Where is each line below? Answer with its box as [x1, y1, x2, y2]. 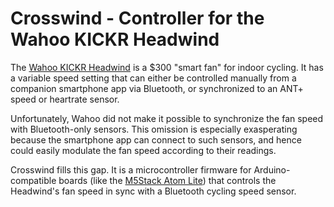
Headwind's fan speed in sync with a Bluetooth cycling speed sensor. [10, 185, 297, 197]
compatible [10, 174, 57, 186]
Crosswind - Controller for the [10, 7, 265, 30]
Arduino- [253, 163, 291, 176]
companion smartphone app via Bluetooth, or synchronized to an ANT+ [10, 82, 304, 94]
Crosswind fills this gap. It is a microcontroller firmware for [10, 163, 252, 176]
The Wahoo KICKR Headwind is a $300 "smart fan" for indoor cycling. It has [10, 61, 324, 73]
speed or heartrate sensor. [10, 93, 120, 105]
